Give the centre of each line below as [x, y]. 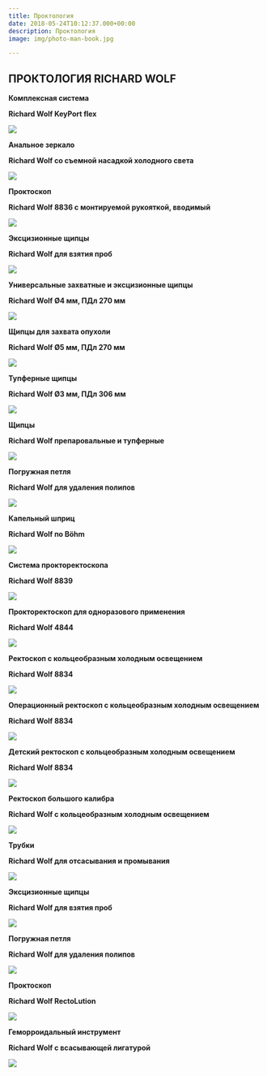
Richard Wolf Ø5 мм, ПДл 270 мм [67, 348]
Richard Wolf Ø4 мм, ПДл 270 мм [67, 300]
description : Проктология [52, 31]
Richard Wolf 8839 [41, 581]
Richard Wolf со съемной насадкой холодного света [101, 161]
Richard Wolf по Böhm [47, 534]
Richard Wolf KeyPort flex [53, 114]
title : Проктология [41, 16]
